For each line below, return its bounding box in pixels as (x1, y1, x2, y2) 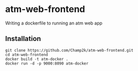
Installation (5, 34, 41, 43)
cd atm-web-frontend (5, 52, 49, 57)
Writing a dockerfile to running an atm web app (5, 20, 103, 26)
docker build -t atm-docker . (5, 56, 69, 61)
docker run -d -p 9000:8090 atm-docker (5, 61, 89, 66)
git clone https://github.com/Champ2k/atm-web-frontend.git (5, 47, 134, 53)
